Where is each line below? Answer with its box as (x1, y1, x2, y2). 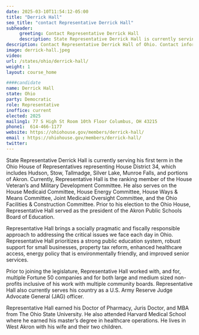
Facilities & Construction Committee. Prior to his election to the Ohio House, (6, 201, 191, 208)
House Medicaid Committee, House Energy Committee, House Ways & (6, 188, 178, 195)
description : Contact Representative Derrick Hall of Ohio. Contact (6, 42, 179, 48)
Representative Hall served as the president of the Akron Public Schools (6, 207, 182, 214)
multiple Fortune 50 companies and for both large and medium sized (6, 273, 174, 281)
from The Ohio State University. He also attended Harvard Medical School (6, 310, 187, 317)
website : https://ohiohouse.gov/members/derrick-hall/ (6, 130, 145, 136)
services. (6, 256, 28, 263)
